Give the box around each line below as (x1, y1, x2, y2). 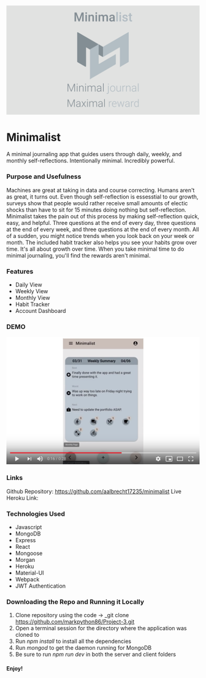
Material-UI (15, 569, 44, 577)
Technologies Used (6, 510, 66, 518)
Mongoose (15, 550, 43, 557)
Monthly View (15, 294, 50, 302)
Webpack (15, 576, 40, 583)
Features (6, 267, 34, 275)
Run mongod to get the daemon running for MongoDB (15, 644, 152, 652)
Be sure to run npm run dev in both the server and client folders (15, 651, 177, 658)
